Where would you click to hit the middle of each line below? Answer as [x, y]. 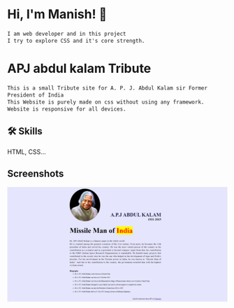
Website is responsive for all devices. [67, 109]
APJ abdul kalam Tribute [79, 69]
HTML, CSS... [27, 152]
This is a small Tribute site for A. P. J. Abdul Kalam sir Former [108, 88]
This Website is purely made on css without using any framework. [106, 102]
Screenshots [36, 174]
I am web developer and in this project [67, 34]
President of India [36, 95]
